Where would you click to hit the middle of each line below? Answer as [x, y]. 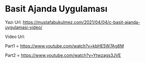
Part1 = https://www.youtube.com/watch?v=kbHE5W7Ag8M [65, 46]
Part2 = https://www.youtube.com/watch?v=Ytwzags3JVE [63, 55]
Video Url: [15, 37]
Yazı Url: [13, 22]
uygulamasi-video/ [24, 27]
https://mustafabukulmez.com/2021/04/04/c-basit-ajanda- [81, 22]
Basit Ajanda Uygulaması [56, 9]
